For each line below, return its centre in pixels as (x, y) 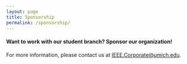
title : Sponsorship (30, 17)
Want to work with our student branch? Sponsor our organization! (89, 41)
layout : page (22, 12)
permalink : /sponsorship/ (38, 23)
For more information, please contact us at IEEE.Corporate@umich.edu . (94, 55)
